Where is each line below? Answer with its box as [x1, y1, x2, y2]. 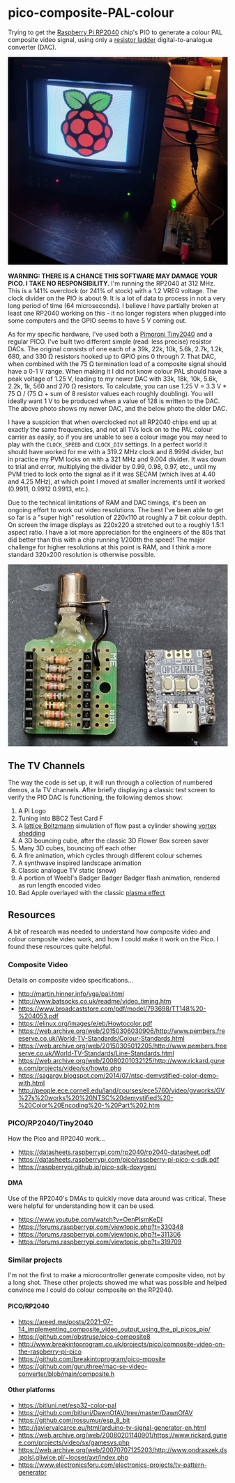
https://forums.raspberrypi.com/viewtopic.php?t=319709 [17, 1237, 182, 1246]
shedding [17, 829, 46, 838]
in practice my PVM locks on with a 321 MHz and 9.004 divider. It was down [8, 455, 226, 463]
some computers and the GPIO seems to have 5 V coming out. [8, 316, 187, 325]
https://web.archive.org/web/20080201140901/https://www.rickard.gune [17, 1431, 227, 1439]
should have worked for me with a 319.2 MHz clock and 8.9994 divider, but [8, 447, 224, 456]
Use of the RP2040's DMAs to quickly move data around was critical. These [8, 1195, 226, 1203]
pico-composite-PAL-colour [8, 5, 174, 21]
